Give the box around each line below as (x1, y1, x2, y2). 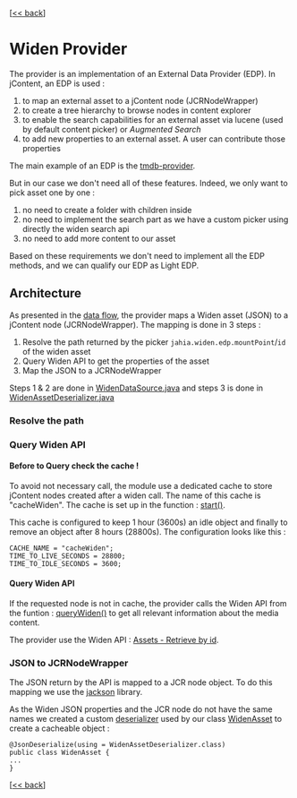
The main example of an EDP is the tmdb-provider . (9, 160, 196, 171)
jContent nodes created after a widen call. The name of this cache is (9, 490, 261, 501)
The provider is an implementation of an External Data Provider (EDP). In (9, 68, 276, 79)
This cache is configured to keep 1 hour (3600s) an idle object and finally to (9, 517, 288, 528)
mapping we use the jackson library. (9, 687, 143, 698)
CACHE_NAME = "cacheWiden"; (9, 544, 115, 553)
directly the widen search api (21, 223, 130, 234)
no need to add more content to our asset (21, 233, 176, 244)
